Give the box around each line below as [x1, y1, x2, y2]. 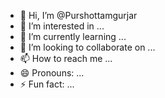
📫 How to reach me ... [19, 53, 113, 64]
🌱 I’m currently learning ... [19, 31, 127, 42]
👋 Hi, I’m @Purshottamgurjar [19, 10, 138, 21]
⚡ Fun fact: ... [19, 78, 75, 90]
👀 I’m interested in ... [19, 20, 105, 32]
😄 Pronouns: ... [19, 67, 85, 79]
